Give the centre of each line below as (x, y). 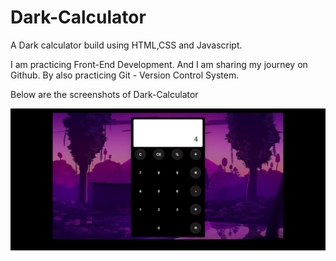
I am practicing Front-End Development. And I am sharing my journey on (159, 64)
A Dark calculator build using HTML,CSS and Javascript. (126, 45)
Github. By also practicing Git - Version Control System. (125, 75)
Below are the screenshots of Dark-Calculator (104, 94)
